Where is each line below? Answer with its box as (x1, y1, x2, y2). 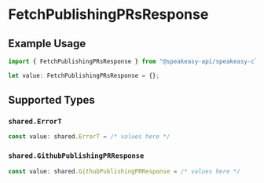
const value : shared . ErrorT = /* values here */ (8, 133, 170, 141)
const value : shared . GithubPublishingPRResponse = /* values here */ (8, 167, 241, 175)
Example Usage (8, 37, 86, 50)
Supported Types (8, 93, 96, 107)
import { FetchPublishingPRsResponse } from (8, 57, 156, 65)
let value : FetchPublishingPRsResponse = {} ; (8, 71, 159, 79)
